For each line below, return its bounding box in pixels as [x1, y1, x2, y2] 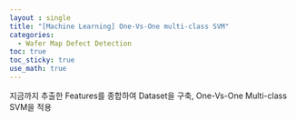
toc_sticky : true [9, 55, 75, 65]
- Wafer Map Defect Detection [17, 38, 132, 48]
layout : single [9, 13, 71, 23]
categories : [9, 30, 54, 39]
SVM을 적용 [9, 101, 52, 112]
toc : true [9, 47, 47, 56]
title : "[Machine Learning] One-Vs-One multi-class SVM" [9, 22, 230, 31]
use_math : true [9, 65, 67, 74]
